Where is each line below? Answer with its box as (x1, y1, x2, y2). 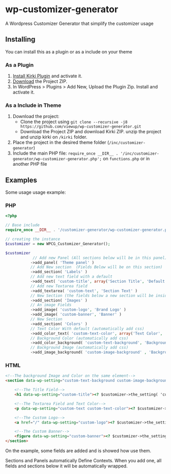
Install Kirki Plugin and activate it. (12, 73, 82, 79)
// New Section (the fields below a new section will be (30, 293, 154, 298)
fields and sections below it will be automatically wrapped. (5, 463, 128, 469)
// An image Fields (30, 303, 72, 308)
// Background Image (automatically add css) (30, 345, 129, 350)
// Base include (5, 223, 40, 228)
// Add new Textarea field (30, 283, 88, 288)
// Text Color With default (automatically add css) (30, 326, 145, 331)
